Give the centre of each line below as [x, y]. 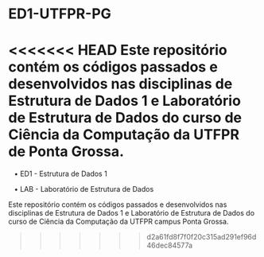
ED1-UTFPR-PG [60, 14]
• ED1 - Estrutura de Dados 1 [60, 174]
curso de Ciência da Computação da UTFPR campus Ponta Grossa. [118, 222]
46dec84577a [170, 245]
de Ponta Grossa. [66, 152]
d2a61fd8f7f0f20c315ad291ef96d [202, 237]
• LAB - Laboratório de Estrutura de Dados [84, 189]
